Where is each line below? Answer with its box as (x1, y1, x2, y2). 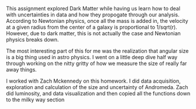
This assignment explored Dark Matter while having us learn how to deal (6, 5, 180, 12)
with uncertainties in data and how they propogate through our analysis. (6, 11, 180, 18)
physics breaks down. (6, 36, 59, 43)
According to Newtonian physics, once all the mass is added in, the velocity (6, 18, 188, 24)
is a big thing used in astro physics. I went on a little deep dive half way (6, 54, 178, 60)
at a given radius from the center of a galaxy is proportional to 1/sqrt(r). (6, 23, 177, 30)
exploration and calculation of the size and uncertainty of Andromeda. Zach (6, 84, 188, 90)
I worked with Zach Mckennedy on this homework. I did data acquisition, (6, 77, 181, 84)
